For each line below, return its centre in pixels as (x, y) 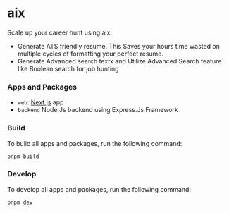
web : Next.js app (41, 102)
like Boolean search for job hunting (68, 68)
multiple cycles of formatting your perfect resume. (91, 54)
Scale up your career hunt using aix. (60, 32)
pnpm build (23, 157)
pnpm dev (20, 202)
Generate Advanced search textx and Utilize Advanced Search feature (119, 61)
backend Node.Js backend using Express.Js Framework (98, 110)
